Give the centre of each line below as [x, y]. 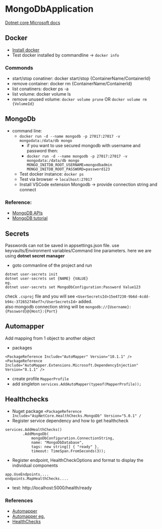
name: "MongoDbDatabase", [57, 442]
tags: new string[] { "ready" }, [65, 447]
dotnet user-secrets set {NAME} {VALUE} [47, 278]
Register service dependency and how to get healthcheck [70, 421]
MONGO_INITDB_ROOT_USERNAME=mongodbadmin [69, 165]
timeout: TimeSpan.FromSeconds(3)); [68, 451]
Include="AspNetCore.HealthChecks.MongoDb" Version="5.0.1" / [77, 416]
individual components [35, 465]
